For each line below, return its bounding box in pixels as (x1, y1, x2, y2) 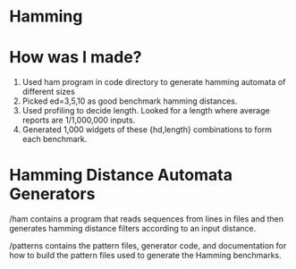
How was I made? (9, 47, 142, 68)
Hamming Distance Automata (9, 165, 233, 185)
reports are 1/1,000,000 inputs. (21, 114, 136, 126)
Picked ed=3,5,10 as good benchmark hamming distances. (21, 96, 238, 106)
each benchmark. (21, 134, 88, 145)
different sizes (21, 87, 76, 97)
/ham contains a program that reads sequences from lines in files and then (9, 214, 284, 224)
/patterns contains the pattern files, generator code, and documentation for (9, 240, 287, 251)
